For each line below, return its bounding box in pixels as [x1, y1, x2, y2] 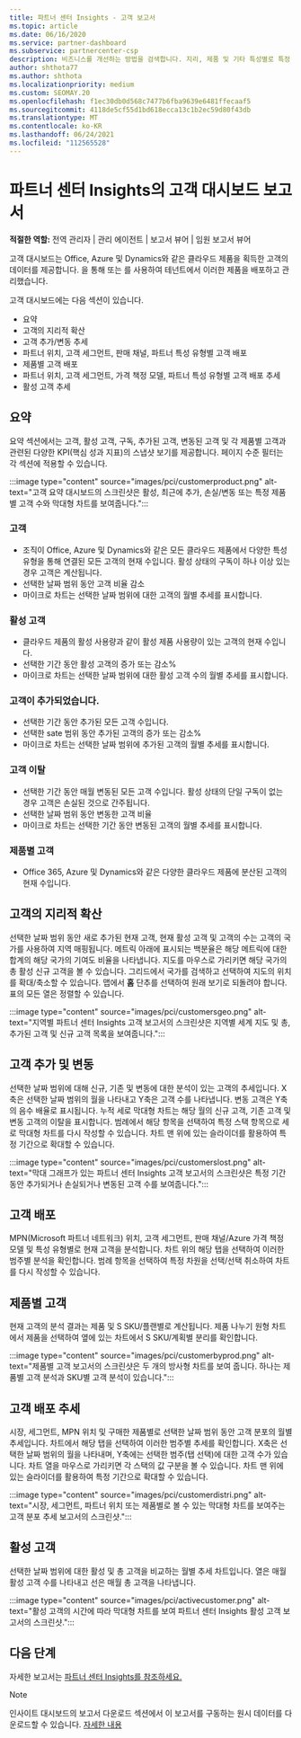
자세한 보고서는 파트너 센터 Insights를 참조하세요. [9, 1671, 182, 1681]
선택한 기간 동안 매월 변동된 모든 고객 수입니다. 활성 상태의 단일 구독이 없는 [22, 785, 284, 796]
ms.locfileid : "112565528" [9, 138, 111, 147]
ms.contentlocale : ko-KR [9, 122, 102, 131]
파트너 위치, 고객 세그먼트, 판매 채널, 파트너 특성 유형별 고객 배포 [22, 347, 248, 358]
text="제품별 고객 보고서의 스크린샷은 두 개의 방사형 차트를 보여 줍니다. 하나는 [9, 1361, 281, 1371]
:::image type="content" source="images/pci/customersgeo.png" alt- [9, 1006, 267, 1016]
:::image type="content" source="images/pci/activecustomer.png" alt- [9, 1594, 270, 1605]
